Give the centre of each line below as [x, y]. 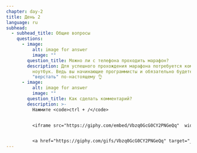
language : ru [22, 22]
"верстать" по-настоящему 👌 [67, 77]
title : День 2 [23, 17]
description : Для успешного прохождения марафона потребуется [105, 66]
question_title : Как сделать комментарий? [80, 98]
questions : [30, 39]
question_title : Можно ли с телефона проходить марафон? [98, 60]
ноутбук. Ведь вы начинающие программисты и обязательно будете [112, 72]
